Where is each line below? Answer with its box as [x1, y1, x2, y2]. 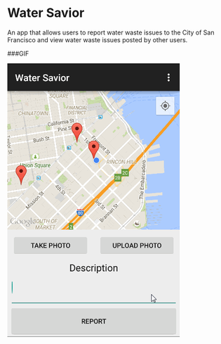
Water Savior [7, 5, 85, 21]
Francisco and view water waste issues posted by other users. [7, 35, 188, 44]
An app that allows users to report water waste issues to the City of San [7, 28, 215, 37]
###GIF [7, 49, 29, 58]
